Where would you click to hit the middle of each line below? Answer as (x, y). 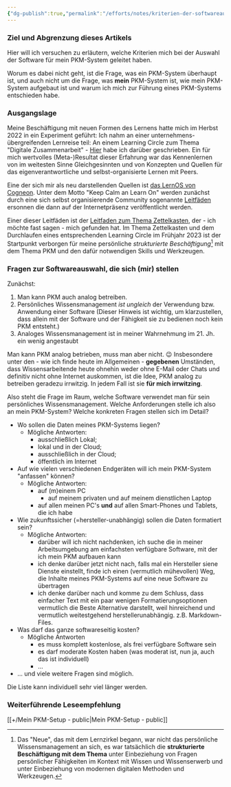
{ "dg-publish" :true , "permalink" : (55, 13)
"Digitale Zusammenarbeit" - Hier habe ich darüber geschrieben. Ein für (109, 150)
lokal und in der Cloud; (69, 447)
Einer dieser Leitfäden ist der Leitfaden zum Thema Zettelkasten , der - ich (112, 220)
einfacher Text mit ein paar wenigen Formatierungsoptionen (122, 600)
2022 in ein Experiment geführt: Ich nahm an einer (78, 136)
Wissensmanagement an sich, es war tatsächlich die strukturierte (111, 747)
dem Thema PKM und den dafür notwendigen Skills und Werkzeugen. (106, 251)
